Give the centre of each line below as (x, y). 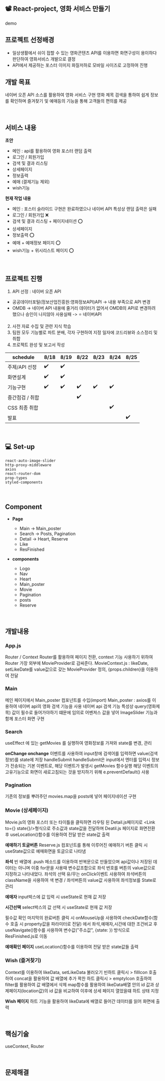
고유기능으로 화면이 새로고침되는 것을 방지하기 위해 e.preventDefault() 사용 (77, 772)
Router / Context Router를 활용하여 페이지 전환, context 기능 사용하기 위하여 (79, 657)
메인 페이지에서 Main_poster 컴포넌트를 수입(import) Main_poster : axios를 (78, 700)
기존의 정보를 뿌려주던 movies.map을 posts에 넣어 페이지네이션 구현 (71, 796)
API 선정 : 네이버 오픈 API (37, 291)
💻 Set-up (20, 447)
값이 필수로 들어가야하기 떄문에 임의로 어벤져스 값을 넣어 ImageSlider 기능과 (85, 712)
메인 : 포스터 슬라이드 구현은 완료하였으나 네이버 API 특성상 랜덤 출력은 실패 (84, 209)
